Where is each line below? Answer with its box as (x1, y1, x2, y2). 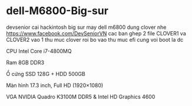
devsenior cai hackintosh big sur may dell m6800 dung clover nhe (6, 24, 167, 31)
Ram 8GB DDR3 (6, 59, 45, 66)
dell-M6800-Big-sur (6, 4, 109, 18)
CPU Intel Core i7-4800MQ (6, 47, 72, 54)
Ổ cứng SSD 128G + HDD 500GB (6, 70, 85, 77)
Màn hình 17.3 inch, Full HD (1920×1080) (6, 81, 104, 89)
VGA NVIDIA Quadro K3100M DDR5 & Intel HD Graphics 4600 (6, 93, 155, 100)
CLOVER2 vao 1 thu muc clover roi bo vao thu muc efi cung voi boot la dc (6, 36, 184, 43)
